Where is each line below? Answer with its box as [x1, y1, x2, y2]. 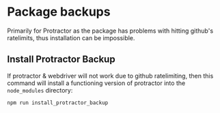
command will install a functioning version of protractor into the [7, 79, 186, 87]
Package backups [7, 4, 111, 20]
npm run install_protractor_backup [7, 99, 109, 106]
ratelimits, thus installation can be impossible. [7, 33, 135, 42]
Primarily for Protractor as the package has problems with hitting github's [7, 27, 214, 35]
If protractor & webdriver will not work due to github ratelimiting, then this [7, 71, 214, 80]
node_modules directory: [7, 86, 73, 94]
